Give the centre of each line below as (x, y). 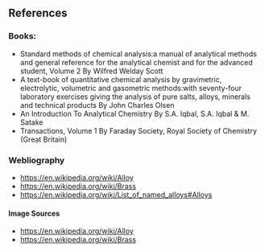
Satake (31, 122)
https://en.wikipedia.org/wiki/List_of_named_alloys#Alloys (116, 194)
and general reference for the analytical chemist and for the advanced (137, 62)
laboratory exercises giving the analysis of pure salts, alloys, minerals (135, 97)
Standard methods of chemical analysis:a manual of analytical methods (139, 54)
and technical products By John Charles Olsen (97, 105)
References (38, 13)
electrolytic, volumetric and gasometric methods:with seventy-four (130, 88)
